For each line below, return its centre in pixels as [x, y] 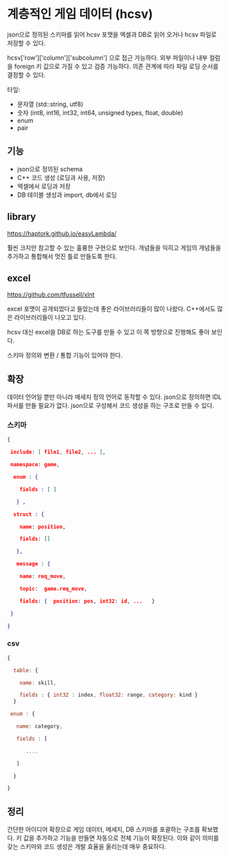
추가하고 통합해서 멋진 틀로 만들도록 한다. [62, 256]
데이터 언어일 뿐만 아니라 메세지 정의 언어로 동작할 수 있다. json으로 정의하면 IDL [114, 397]
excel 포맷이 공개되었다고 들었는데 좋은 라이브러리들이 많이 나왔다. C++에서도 [112, 309]
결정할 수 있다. [26, 75]
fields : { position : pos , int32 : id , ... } [87, 601]
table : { [26, 670]
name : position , [43, 527]
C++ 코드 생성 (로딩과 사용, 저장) [61, 177]
